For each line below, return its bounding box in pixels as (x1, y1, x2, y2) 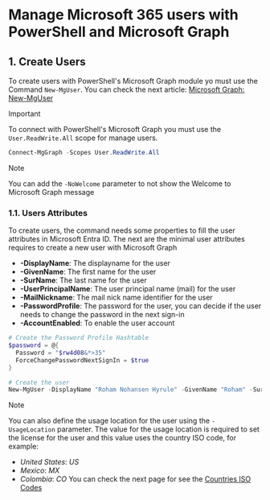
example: (8, 441, 39, 452)
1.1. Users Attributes (8, 207, 88, 218)
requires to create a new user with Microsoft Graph (8, 243, 178, 253)
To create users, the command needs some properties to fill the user (8, 225, 235, 235)
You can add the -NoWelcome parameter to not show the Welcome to (8, 179, 231, 188)
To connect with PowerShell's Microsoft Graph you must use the (8, 125, 222, 134)
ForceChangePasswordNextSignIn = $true (15, 356, 149, 364)
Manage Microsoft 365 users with (8, 6, 239, 24)
